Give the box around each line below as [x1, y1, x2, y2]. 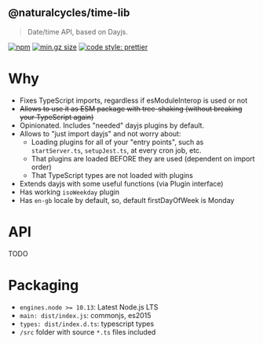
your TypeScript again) [19, 112, 94, 121]
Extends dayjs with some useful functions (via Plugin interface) [19, 179, 224, 188]
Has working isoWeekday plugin [19, 187, 120, 197]
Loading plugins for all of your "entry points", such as [31, 137, 204, 147]
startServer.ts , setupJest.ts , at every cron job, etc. [31, 145, 202, 155]
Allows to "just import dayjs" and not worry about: [19, 129, 181, 138]
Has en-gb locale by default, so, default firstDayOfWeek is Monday [19, 195, 235, 205]
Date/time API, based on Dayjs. [27, 27, 128, 36]
